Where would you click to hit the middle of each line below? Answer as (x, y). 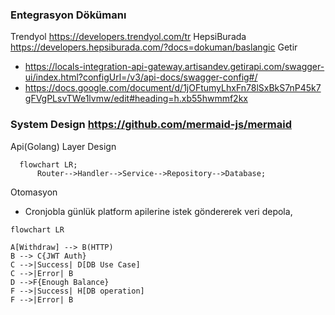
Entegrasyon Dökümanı (68, 15)
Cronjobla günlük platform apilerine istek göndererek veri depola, (158, 211)
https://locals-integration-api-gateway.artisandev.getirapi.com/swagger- (174, 67)
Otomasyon (34, 192)
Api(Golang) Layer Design (63, 146)
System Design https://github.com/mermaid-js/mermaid (151, 125)
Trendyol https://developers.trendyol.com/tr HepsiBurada (128, 37)
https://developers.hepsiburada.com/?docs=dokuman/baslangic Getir (154, 47)
